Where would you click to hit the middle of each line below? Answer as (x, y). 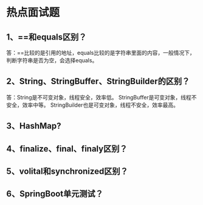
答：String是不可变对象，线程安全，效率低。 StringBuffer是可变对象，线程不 (101, 97)
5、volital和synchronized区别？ (67, 171)
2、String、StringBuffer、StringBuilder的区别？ (98, 81)
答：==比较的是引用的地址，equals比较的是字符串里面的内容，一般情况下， (101, 53)
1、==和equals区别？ (46, 37)
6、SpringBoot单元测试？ (55, 194)
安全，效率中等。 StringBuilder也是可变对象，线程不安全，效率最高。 (93, 105)
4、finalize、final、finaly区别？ (67, 149)
